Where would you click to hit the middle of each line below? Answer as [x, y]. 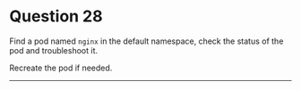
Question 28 [56, 16]
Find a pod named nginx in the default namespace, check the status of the [146, 41]
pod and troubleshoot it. [54, 50]
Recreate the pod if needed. [61, 68]
